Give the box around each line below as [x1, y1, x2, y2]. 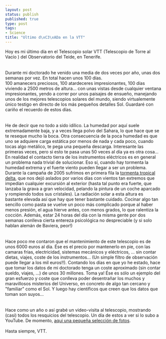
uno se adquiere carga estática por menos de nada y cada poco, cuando [5, 138, 154, 144]
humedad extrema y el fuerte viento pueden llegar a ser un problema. [5, 164, 147, 170]
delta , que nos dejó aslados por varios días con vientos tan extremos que [5, 175, 155, 181]
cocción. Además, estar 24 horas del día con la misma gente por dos [5, 212, 146, 218]
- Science [5, 30, 26, 35]
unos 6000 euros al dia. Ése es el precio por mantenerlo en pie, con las [5, 244, 151, 250]
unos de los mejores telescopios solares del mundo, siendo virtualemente [5, 96, 156, 102]
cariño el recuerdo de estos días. [5, 106, 73, 112]
